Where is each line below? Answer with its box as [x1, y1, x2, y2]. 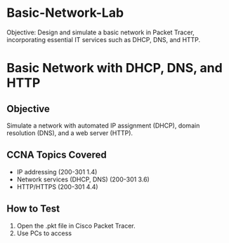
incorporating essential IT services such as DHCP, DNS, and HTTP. [6, 35, 201, 43]
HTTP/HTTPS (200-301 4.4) [16, 182, 99, 190]
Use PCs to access [16, 229, 72, 237]
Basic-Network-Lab [6, 5, 124, 21]
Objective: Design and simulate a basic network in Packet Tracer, [6, 28, 195, 36]
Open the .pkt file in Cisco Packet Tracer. [16, 221, 136, 230]
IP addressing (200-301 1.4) [16, 167, 98, 176]
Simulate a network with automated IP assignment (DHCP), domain [6, 121, 200, 130]
